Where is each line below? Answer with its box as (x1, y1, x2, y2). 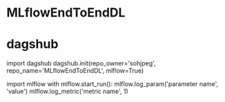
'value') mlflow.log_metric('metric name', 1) (6, 88, 128, 96)
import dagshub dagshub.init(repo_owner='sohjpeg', (6, 59, 156, 68)
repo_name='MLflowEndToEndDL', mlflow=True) (6, 67, 144, 75)
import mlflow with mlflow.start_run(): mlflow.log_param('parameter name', (6, 80, 219, 88)
